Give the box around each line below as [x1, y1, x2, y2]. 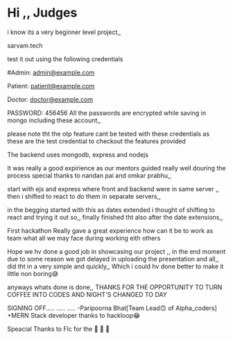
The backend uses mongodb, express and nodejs [7, 150, 149, 159]
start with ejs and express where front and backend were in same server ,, [7, 184, 220, 193]
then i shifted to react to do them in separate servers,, [7, 192, 161, 200]
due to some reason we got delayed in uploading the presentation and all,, [7, 254, 219, 263]
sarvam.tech [7, 41, 43, 49]
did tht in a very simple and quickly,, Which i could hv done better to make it [7, 262, 224, 270]
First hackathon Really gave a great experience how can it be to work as [7, 226, 214, 234]
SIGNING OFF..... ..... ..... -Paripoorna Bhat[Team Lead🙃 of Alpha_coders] [7, 304, 217, 312]
